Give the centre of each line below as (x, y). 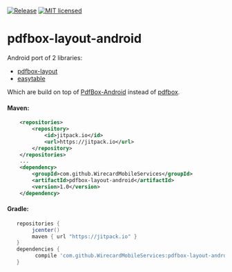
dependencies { (38, 249)
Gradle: (18, 209)
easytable (31, 78)
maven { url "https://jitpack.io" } (85, 236)
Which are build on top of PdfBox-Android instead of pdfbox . (94, 92)
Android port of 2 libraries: (45, 57)
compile (46, 256)
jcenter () (46, 230)
